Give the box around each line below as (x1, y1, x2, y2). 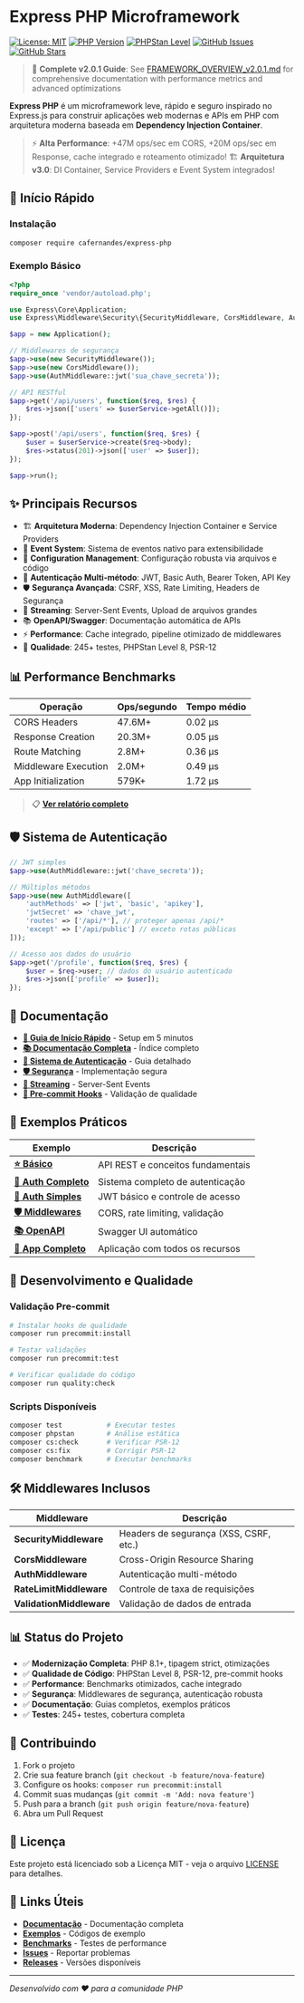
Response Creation (14, 731, 95, 744)
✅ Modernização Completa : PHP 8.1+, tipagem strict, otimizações (22, 1658, 270, 1669)
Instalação (9, 217, 57, 230)
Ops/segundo (117, 700, 178, 713)
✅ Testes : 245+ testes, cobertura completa (22, 1709, 185, 1720)
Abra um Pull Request (22, 1807, 104, 1818)
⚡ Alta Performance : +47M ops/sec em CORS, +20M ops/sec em (31, 138, 278, 149)
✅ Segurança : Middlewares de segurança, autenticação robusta (22, 1689, 263, 1700)
